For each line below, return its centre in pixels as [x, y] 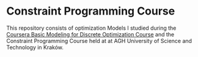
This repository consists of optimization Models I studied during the [91, 28]
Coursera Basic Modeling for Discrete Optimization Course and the [90, 34]
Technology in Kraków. [35, 47]
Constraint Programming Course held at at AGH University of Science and [99, 41]
